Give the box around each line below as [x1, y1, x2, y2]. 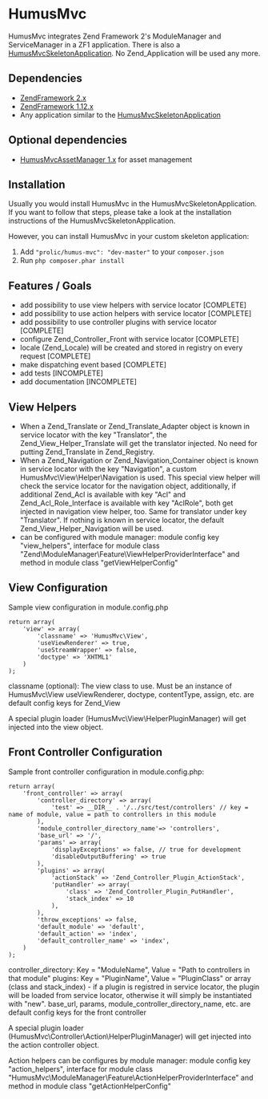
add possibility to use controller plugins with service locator [19, 318, 218, 327]
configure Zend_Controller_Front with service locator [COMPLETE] [19, 335, 240, 344]
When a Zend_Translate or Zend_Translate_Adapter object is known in [19, 422, 250, 431]
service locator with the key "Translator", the [19, 430, 167, 440]
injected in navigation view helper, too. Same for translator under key [19, 507, 247, 516]
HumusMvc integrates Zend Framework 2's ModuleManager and [8, 31, 222, 41]
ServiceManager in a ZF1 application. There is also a [8, 39, 181, 49]
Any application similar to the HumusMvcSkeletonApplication [19, 110, 222, 120]
